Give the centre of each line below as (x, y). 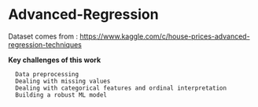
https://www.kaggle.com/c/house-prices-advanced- (165, 36)
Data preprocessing (47, 74)
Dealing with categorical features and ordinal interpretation (121, 88)
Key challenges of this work (55, 60)
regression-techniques (45, 44)
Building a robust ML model (61, 95)
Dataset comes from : (43, 36)
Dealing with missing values (63, 81)
